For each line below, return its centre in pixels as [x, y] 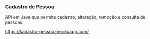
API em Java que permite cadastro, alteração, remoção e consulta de [75, 17]
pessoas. [14, 22]
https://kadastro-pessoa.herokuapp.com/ [47, 32]
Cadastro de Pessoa [30, 7]
